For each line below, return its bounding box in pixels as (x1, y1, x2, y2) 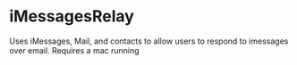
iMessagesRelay (9, 6, 134, 27)
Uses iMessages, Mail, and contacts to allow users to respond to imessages (9, 36, 289, 46)
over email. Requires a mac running (9, 45, 140, 55)
